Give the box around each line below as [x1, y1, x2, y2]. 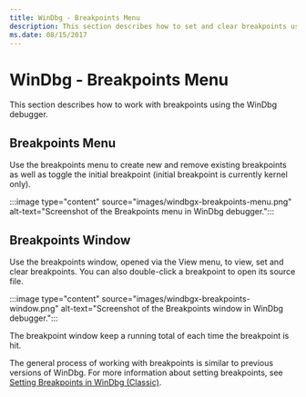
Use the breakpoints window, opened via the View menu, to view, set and [9, 256, 284, 267]
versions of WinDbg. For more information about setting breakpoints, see [9, 367, 284, 378]
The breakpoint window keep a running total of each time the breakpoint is [9, 330, 290, 341]
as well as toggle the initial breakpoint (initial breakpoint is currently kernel [9, 169, 289, 180]
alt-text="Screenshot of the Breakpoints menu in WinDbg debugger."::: [9, 206, 275, 217]
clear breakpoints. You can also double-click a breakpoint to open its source [9, 265, 296, 277]
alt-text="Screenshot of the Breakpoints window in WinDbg [60, 303, 284, 313]
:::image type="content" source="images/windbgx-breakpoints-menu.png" [9, 196, 292, 207]
